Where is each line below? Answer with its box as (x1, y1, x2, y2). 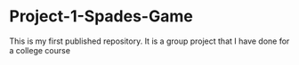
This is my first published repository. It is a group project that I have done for (9, 36, 290, 46)
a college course (9, 45, 71, 55)
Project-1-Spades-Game (9, 6, 193, 27)
